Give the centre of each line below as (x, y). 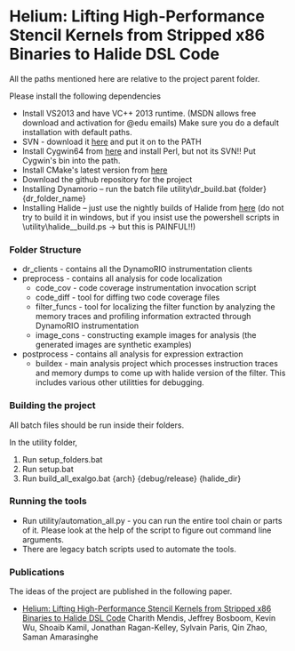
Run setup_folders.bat (62, 459)
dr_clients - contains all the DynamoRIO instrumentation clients (137, 269)
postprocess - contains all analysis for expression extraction (132, 354)
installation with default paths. (77, 132)
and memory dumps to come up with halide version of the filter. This (160, 373)
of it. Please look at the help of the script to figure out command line (147, 530)
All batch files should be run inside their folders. (97, 425)
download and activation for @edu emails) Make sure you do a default (151, 123)
